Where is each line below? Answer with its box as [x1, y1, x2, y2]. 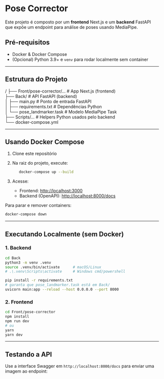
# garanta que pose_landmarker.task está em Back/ [5, 283, 110, 287]
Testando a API [5, 350, 52, 359]
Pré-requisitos [5, 38, 50, 47]
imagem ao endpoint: [5, 368, 48, 374]
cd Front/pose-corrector [5, 310, 56, 315]
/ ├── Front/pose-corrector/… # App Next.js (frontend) [5, 88, 116, 94]
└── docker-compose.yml [5, 119, 59, 125]
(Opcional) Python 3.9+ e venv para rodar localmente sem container [12, 57, 148, 62]
